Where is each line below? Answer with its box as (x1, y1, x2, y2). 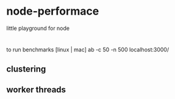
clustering (6, 64, 46, 74)
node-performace (6, 4, 99, 18)
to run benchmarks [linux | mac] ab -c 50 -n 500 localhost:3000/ (6, 46, 170, 53)
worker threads (6, 84, 66, 95)
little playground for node (6, 24, 70, 32)
